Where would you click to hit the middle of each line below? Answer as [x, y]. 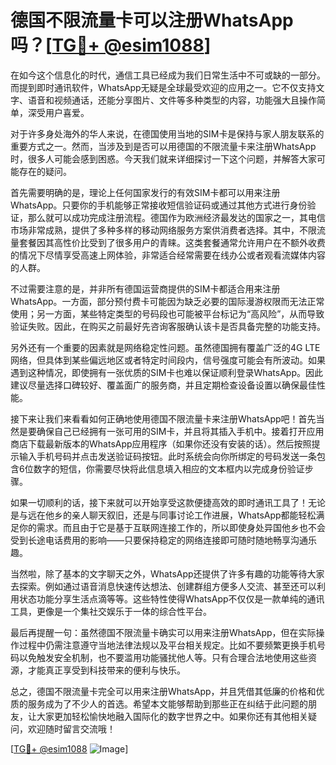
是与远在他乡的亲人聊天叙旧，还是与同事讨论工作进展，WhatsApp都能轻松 [163, 515]
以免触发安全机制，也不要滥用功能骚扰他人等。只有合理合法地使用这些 [163, 657]
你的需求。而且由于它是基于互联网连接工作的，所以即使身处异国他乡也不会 [172, 527]
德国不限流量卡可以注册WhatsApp [152, 20]
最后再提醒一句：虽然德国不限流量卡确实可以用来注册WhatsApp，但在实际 [163, 632]
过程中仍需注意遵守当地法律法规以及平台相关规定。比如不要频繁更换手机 [167, 645]
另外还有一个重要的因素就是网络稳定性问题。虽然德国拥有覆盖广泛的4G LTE [165, 347]
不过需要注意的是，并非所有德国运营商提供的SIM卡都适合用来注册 [145, 288]
